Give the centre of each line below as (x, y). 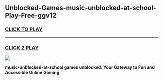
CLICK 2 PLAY (22, 48)
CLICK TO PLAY (24, 30)
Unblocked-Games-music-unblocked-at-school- (81, 8)
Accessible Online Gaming (32, 72)
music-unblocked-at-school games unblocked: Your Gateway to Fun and (80, 67)
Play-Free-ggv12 (31, 16)
